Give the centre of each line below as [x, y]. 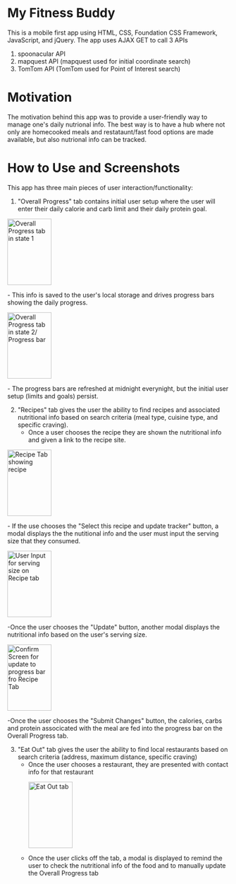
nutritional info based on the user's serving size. [77, 635]
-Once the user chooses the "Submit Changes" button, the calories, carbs [115, 720]
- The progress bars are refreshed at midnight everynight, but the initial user [118, 388]
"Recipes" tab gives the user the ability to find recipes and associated [119, 409]
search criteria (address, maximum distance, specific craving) [107, 757]
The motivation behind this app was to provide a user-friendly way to [107, 117]
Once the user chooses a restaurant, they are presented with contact [128, 764]
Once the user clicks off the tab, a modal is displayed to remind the [125, 858]
